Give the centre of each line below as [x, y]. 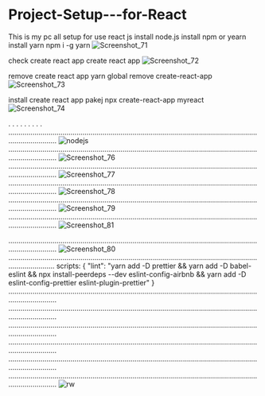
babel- [241, 266]
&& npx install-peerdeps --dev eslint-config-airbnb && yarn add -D [137, 274]
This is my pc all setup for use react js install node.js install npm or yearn [127, 37]
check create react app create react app [74, 60]
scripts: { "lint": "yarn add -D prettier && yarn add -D [142, 266]
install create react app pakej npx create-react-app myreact [106, 99]
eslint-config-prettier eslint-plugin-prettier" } [82, 282]
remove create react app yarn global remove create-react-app [110, 76]
